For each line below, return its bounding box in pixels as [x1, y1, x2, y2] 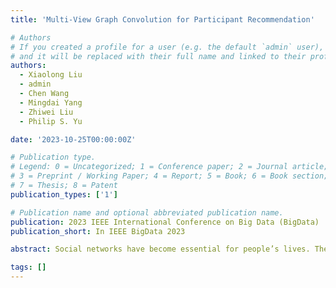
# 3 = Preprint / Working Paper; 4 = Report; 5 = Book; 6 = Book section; [10, 171, 329, 181]
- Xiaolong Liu [19, 70, 83, 80]
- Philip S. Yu [19, 116, 83, 126]
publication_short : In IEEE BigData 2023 [10, 226, 186, 236]
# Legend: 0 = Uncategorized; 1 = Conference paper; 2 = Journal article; [10, 162, 329, 172]
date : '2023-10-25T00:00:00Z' [10, 134, 137, 145]
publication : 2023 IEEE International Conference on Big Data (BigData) [10, 217, 320, 227]
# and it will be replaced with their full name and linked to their [10, 51, 307, 61]
